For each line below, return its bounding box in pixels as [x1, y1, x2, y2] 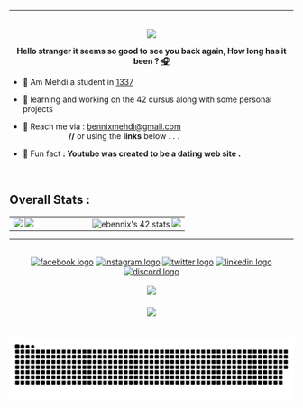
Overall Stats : [9, 191, 90, 208]
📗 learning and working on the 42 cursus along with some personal [22, 94, 272, 105]
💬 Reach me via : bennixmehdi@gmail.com [22, 121, 182, 132]
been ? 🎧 [133, 56, 170, 67]
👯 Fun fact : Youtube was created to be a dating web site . [22, 148, 242, 159]
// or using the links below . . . [68, 131, 180, 142]
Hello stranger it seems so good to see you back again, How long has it [16, 46, 287, 57]
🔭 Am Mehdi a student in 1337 [22, 77, 133, 88]
